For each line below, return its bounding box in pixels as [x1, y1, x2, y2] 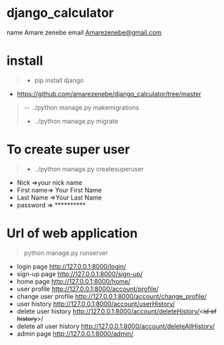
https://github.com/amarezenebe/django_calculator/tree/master [16, 89, 202, 98]
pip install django [34, 76, 84, 84]
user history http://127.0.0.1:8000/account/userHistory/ [16, 299, 176, 308]
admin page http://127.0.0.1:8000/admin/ [16, 329, 134, 338]
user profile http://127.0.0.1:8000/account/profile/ [16, 285, 159, 293]
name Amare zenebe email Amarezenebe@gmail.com [6, 28, 162, 37]
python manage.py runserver [23, 248, 108, 257]
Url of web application [6, 226, 138, 241]
